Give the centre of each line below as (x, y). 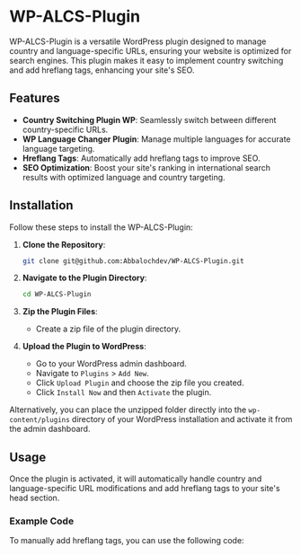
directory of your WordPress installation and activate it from (182, 419)
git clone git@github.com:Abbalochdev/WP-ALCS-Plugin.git (133, 261)
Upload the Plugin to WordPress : (84, 347)
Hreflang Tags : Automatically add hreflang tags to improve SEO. (141, 158)
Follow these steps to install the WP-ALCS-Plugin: (101, 227)
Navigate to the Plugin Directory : (84, 278)
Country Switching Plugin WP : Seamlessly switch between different (149, 119)
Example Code (42, 521)
